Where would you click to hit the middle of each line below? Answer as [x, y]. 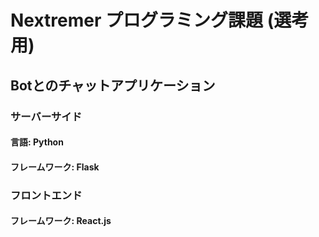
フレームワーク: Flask [55, 167]
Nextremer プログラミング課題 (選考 [160, 20]
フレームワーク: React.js [61, 221]
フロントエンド [46, 195]
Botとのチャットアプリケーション [113, 85]
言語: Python [37, 142]
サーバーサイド [46, 116]
